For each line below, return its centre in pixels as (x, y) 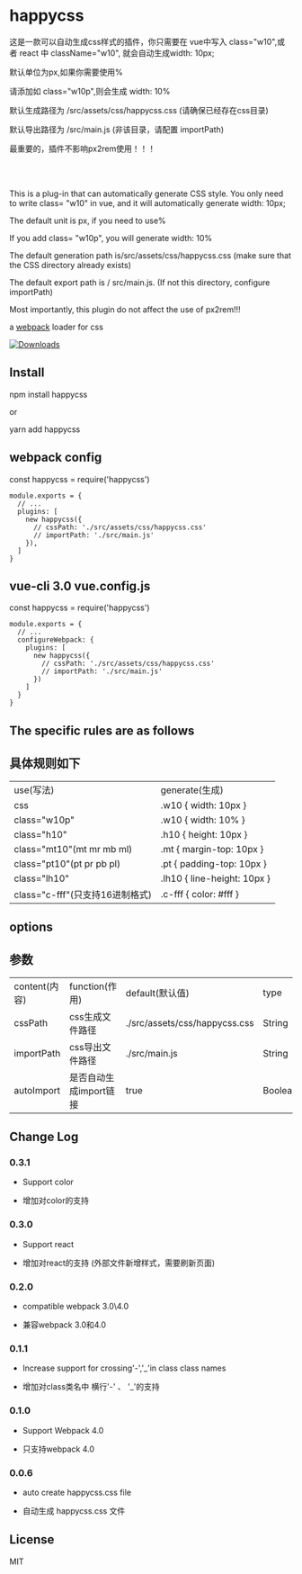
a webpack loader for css (56, 327)
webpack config (56, 458)
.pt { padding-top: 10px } (213, 863)
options (31, 926)
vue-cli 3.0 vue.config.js (80, 586)
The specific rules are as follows (102, 730)
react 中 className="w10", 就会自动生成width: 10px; (117, 53)
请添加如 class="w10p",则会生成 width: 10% (90, 91)
